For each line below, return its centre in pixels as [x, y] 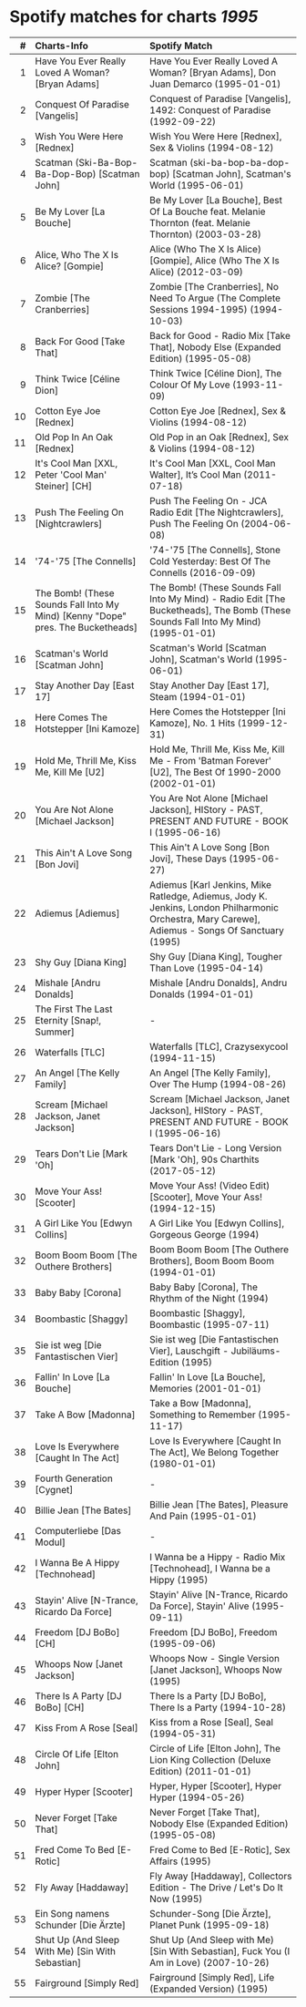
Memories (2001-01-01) [205, 1388]
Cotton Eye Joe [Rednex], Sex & [218, 410]
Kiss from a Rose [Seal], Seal [212, 1722]
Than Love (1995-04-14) [207, 968]
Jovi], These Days [189, 859]
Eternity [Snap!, [68, 1020]
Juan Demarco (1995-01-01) [215, 84]
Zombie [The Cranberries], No [214, 286]
